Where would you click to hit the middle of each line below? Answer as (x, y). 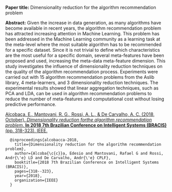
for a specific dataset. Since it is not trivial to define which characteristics (83, 50)
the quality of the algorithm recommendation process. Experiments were (82, 72)
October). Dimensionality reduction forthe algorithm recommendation (79, 120)
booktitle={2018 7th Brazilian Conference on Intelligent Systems (87, 162)
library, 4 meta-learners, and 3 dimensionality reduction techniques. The (82, 82)
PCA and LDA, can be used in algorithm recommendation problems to (79, 93)
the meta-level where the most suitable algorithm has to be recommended (83, 45)
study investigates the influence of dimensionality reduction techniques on (84, 66)
